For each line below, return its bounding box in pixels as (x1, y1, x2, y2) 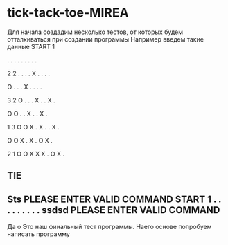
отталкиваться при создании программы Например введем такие (7, 35, 204, 43)
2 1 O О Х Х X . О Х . (7, 149, 64, 158)
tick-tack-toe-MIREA (7, 5, 130, 21)
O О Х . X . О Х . (7, 136, 53, 145)
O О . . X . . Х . (7, 109, 48, 118)
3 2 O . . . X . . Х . (7, 96, 55, 105)
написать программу (7, 230, 71, 238)
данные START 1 (7, 42, 55, 51)
